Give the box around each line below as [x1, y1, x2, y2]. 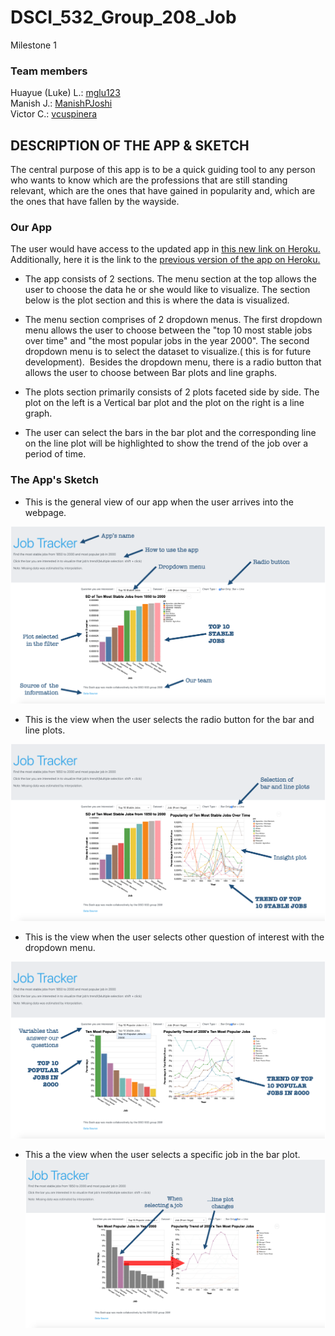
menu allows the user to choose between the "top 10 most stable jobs [24, 324, 313, 336]
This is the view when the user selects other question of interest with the [24, 931, 325, 943]
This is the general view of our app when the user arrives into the [24, 496, 294, 508]
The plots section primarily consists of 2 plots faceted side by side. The [24, 386, 320, 398]
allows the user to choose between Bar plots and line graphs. [24, 367, 278, 379]
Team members [10, 64, 88, 78]
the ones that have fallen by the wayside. [10, 196, 180, 208]
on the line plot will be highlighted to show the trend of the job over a [24, 437, 309, 450]
